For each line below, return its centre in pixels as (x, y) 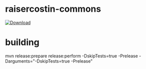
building (22, 42)
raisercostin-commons (53, 9)
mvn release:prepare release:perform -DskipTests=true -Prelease (72, 56)
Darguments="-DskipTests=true (37, 61)
